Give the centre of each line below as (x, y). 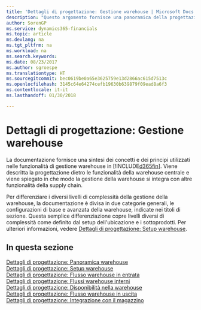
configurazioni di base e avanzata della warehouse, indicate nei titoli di (93, 209)
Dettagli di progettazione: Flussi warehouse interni (68, 281)
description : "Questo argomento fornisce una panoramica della (87, 17)
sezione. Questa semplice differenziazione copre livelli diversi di (85, 216)
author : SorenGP (26, 23)
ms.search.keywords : (32, 56)
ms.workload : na (26, 51)
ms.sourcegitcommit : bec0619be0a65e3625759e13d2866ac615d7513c (87, 79)
